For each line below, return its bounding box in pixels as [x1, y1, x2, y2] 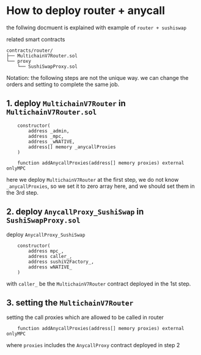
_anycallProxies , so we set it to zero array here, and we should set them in [6, 182, 196, 190]
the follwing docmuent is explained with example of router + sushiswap [6, 24, 187, 31]
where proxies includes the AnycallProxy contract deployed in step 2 [6, 342, 180, 349]
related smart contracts [6, 35, 65, 43]
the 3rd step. [6, 188, 38, 196]
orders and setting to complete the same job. [6, 81, 120, 88]
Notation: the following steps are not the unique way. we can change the [6, 74, 189, 81]
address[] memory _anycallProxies [28, 144, 116, 150]
